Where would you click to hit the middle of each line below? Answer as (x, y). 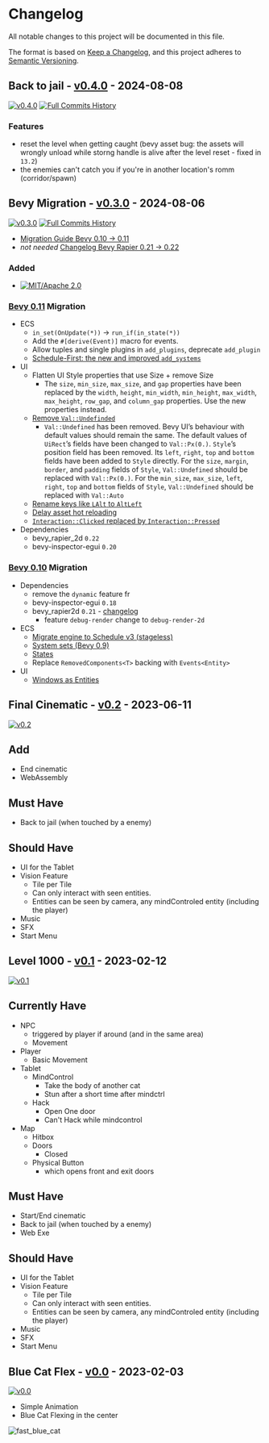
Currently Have (48, 1006)
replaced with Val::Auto (84, 495)
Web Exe (35, 1233)
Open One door (70, 1111)
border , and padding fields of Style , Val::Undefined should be (146, 469)
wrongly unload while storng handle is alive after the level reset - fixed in (141, 152)
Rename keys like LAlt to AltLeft (87, 504)
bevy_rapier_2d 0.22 (66, 538)
